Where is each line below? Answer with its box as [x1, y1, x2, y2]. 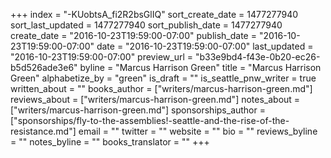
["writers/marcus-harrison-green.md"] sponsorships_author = [10, 104, 266, 116]
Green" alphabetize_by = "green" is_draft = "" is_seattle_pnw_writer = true [10, 72, 317, 84]
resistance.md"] [10, 125, 77, 137]
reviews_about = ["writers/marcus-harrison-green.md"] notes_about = [10, 94, 301, 105]
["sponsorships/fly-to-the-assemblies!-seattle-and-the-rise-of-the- [10, 115, 290, 126]
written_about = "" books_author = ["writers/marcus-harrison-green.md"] [10, 83, 313, 94]
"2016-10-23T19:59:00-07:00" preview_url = [10, 51, 193, 63]
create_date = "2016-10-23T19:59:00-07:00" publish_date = [10, 30, 257, 41]
